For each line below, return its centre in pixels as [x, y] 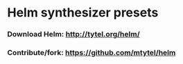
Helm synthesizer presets [83, 13]
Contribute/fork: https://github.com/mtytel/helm [91, 53]
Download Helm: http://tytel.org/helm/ [73, 34]
